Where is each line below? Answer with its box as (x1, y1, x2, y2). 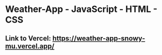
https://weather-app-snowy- (52, 34, 145, 42)
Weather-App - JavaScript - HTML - (5, 3, 157, 15)
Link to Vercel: (5, 34, 51, 42)
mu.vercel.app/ (5, 41, 55, 50)
